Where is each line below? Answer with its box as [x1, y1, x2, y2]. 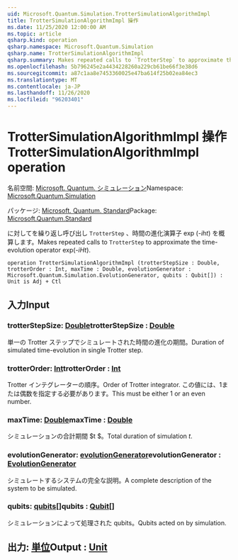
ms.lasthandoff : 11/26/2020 [7, 89, 91, 96]
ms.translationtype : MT [7, 76, 78, 84]
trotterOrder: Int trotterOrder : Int [7, 363, 121, 373]
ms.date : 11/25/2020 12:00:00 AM [7, 23, 106, 30]
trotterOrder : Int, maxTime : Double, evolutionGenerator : [7, 265, 192, 273]
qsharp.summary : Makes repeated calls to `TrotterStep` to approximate [7, 57, 223, 64]
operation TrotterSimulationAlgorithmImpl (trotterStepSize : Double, [7, 259, 220, 267]
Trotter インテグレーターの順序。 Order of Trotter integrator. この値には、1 [7, 380, 222, 388]
